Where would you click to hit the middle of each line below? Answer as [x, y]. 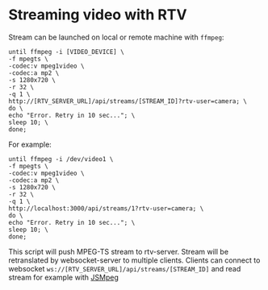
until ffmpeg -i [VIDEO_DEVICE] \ [67, 52]
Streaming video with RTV [98, 15]
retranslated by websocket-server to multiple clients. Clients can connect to [134, 260]
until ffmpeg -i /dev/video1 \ [61, 159]
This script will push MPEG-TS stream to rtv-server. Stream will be [118, 251]
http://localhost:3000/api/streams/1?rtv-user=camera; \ [106, 208]
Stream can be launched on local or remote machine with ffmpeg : [116, 37]
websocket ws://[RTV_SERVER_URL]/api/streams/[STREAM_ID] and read [125, 268]
